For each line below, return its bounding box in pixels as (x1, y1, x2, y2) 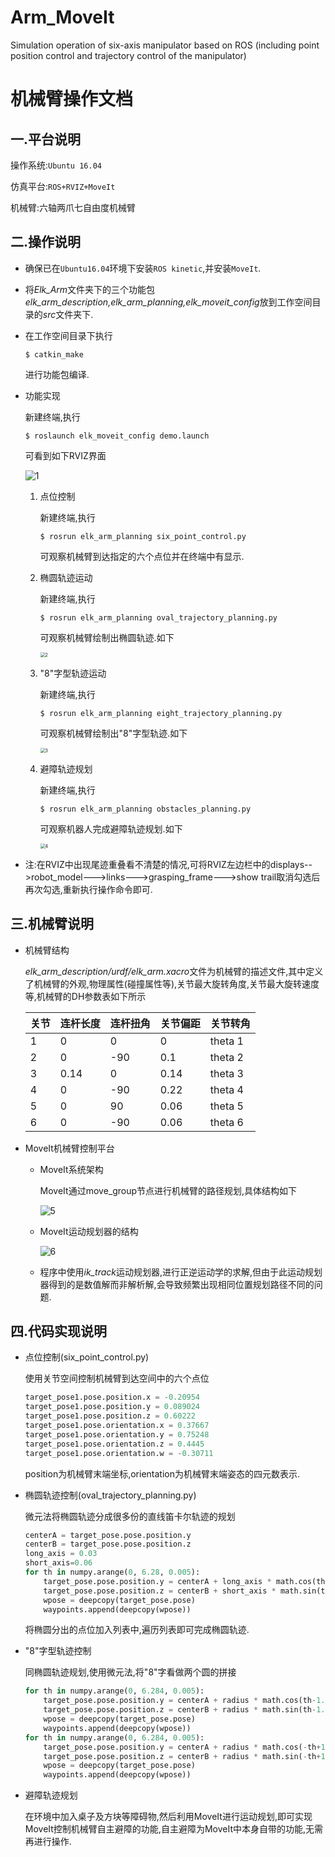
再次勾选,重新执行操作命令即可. (24, 883, 153, 895)
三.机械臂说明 (10, 916, 95, 933)
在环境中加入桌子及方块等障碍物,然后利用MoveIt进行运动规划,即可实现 (24, 1811, 313, 1823)
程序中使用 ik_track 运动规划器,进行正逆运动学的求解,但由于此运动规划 (39, 1266, 323, 1278)
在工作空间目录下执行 (24, 329, 113, 341)
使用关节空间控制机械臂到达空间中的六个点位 (24, 1372, 210, 1385)
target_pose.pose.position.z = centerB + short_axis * (43, 1586, 277, 1596)
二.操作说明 (10, 234, 82, 251)
